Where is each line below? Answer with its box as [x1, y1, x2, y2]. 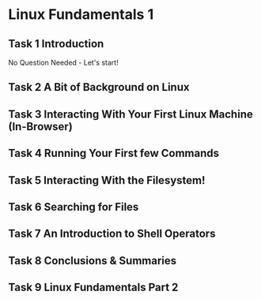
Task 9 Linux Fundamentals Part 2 [8, 281, 179, 294]
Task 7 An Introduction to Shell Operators [8, 227, 216, 241]
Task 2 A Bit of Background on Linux [8, 80, 190, 94]
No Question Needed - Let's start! [8, 58, 119, 67]
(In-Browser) [8, 120, 73, 133]
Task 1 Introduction [8, 37, 104, 50]
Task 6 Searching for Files [8, 200, 139, 214]
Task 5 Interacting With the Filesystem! [8, 174, 206, 187]
